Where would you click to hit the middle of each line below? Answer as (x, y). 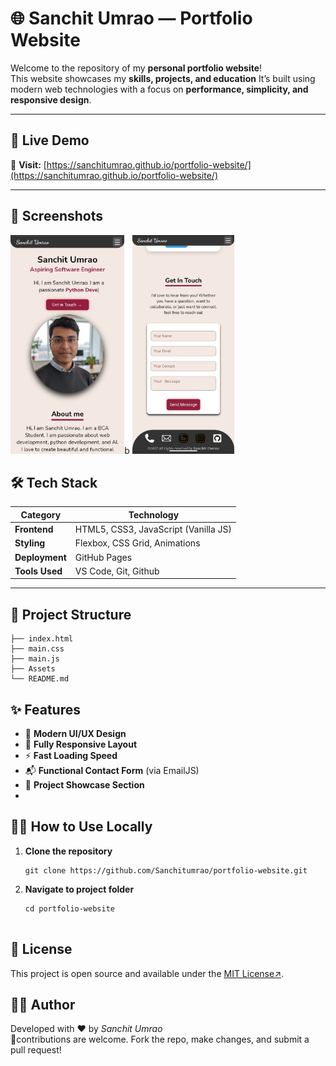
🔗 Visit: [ (28, 164)
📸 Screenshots (57, 216)
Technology (154, 514)
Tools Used (38, 571)
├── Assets (33, 669)
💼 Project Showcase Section (84, 785)
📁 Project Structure (71, 614)
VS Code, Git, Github (117, 571)
